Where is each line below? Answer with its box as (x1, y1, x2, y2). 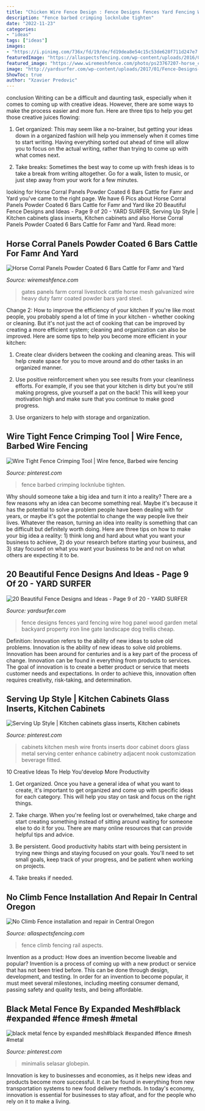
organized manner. (15, 364, 63, 371)
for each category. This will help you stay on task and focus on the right (15, 793, 196, 800)
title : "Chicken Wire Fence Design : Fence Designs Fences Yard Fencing (6, 9, 195, 15)
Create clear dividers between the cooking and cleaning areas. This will (15, 350, 195, 358)
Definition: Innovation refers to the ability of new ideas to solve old (6, 637, 173, 644)
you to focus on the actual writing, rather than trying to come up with (15, 145, 189, 153)
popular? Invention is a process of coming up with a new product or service (6, 960, 196, 968)
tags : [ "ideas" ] (6, 37, 48, 43)
